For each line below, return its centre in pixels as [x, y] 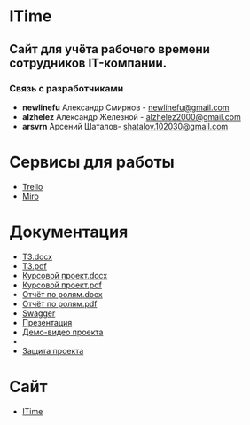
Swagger [39, 313]
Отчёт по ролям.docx [62, 294]
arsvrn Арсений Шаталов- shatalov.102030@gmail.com [125, 126]
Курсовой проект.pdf [62, 285]
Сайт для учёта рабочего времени [110, 49]
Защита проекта [53, 350]
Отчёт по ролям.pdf [59, 303]
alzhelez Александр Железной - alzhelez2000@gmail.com [131, 116]
